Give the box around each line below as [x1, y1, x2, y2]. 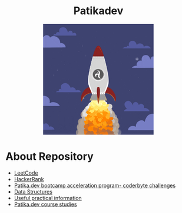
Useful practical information [14, 194, 82, 201]
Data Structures [14, 188, 52, 195]
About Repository [5, 150, 94, 163]
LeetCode [14, 169, 38, 176]
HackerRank [14, 175, 44, 182]
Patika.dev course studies [14, 201, 77, 208]
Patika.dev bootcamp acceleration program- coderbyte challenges [14, 182, 176, 189]
